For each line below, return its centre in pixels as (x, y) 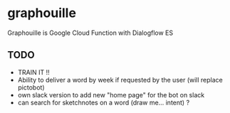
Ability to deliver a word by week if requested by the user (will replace (120, 80)
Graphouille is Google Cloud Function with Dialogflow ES (90, 33)
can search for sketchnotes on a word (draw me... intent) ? (104, 102)
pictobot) (31, 87)
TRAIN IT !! (33, 72)
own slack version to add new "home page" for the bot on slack (111, 95)
